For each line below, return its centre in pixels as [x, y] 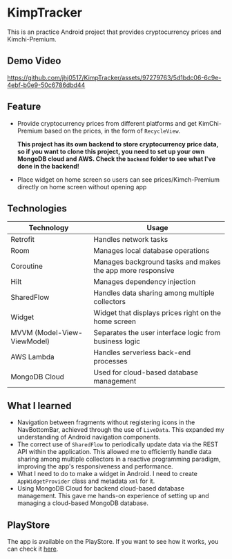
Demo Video [34, 61]
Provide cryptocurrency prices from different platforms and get [107, 123]
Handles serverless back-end [142, 352]
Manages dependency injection [145, 282]
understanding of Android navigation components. [89, 437]
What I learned [39, 406]
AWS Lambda [33, 357]
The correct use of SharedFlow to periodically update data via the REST [118, 444]
